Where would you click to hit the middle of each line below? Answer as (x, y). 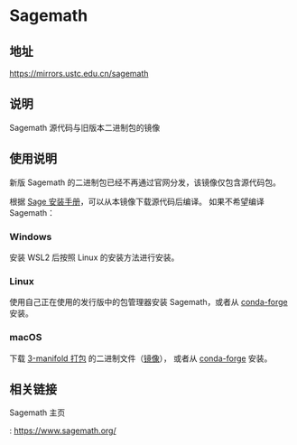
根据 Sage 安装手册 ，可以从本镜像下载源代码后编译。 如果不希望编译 (137, 201)
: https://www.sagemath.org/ (63, 431)
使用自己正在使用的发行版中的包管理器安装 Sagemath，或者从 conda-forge (148, 302)
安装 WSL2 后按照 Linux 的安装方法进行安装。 (94, 257)
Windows (31, 236)
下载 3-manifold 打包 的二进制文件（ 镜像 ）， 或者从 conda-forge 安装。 (141, 358)
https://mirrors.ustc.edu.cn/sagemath (79, 74)
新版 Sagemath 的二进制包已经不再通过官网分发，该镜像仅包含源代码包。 (145, 182)
